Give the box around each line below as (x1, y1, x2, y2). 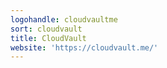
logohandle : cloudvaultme (10, 14, 118, 25)
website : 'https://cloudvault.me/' (10, 42, 159, 53)
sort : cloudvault (10, 24, 83, 34)
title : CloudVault (10, 33, 87, 43)
